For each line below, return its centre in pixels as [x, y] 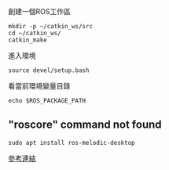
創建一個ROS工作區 [39, 11]
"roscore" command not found [85, 125]
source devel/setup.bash [49, 71]
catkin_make [28, 40]
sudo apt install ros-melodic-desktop [72, 143]
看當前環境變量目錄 [39, 86]
